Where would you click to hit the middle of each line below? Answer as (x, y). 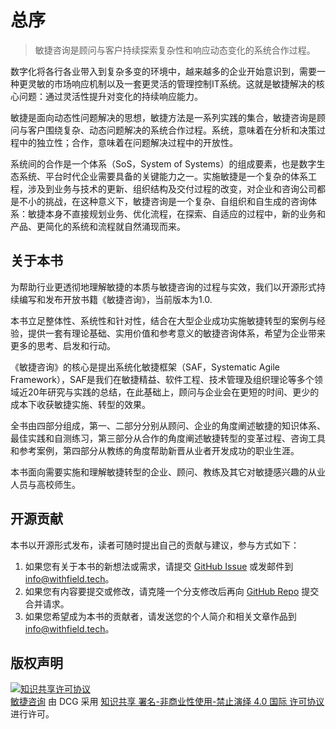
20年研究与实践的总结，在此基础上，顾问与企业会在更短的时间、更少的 (173, 392)
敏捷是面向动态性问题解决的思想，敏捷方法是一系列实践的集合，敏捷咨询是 (163, 117)
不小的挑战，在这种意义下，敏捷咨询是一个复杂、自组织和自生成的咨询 (163, 201)
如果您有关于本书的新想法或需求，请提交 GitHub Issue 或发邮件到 (159, 566)
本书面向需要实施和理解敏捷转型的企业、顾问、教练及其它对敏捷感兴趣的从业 (168, 472)
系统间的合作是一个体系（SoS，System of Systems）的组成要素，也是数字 (163, 163)
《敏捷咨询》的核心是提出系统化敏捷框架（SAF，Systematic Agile (145, 367)
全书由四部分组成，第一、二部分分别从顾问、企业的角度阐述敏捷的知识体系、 (168, 425)
